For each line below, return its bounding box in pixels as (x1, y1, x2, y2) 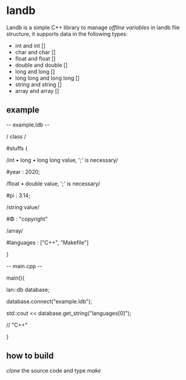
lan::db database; (6, 286, 50, 293)
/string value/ (6, 203, 40, 210)
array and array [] (15, 87, 59, 94)
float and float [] (15, 55, 56, 62)
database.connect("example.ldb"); (6, 297, 93, 305)
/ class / (6, 133, 26, 140)
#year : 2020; (6, 168, 41, 175)
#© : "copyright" (6, 215, 48, 223)
